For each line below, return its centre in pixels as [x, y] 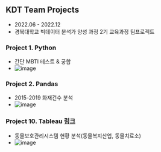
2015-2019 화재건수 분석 [44, 98]
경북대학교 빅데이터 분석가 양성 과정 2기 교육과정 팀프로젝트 [84, 31]
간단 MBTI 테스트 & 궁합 [43, 62]
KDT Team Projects [43, 10]
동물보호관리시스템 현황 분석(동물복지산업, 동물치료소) [77, 136]
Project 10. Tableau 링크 [41, 121]
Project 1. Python [31, 48]
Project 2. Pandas [32, 84]
